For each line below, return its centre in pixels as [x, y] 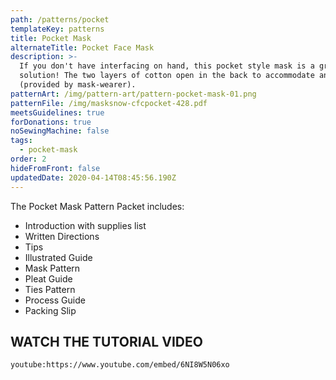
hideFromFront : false [55, 168]
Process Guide [55, 300]
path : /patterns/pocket [60, 19]
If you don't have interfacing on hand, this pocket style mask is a [167, 66]
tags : [21, 141]
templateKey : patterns [57, 29]
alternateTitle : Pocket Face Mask [82, 47]
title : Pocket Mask [51, 38]
